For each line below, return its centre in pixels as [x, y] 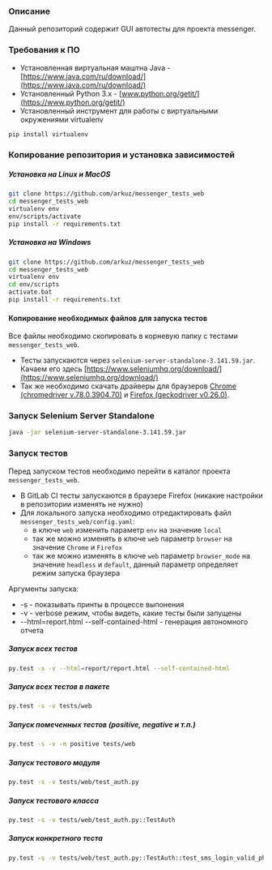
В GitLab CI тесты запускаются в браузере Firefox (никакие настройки [141, 495]
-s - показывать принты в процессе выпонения [102, 604]
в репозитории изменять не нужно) [81, 504]
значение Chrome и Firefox [77, 547]
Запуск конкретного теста [56, 838]
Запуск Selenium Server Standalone [82, 416]
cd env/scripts [34, 285]
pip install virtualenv [49, 134]
